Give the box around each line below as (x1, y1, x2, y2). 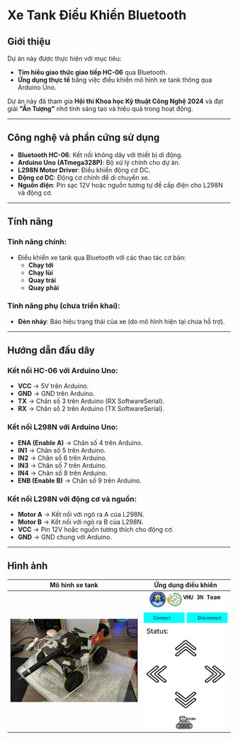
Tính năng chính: (7, 237, 67, 247)
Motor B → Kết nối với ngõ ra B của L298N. (17, 518, 144, 526)
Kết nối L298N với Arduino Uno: (7, 422, 118, 432)
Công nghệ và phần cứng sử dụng (7, 132, 160, 144)
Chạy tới (28, 260, 54, 269)
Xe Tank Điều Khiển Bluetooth (7, 7, 187, 23)
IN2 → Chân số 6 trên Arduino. (17, 454, 108, 462)
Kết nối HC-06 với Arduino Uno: (7, 366, 118, 376)
